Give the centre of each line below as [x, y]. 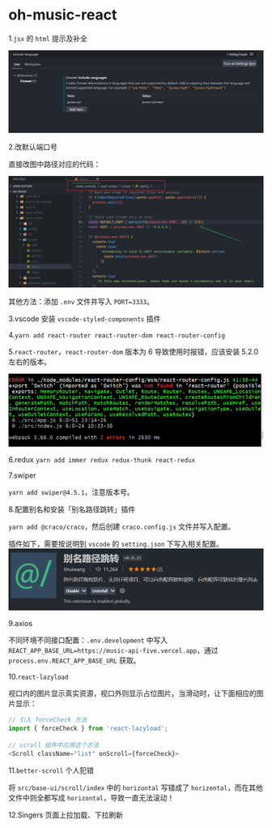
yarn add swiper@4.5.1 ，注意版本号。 [72, 492]
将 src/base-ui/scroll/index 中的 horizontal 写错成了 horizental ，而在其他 [136, 787]
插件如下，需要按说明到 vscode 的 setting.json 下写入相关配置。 [116, 544]
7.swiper [22, 475]
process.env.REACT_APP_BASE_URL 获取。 [74, 660]
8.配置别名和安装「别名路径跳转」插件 [72, 509]
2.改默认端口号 [33, 147]
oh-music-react [63, 15]
